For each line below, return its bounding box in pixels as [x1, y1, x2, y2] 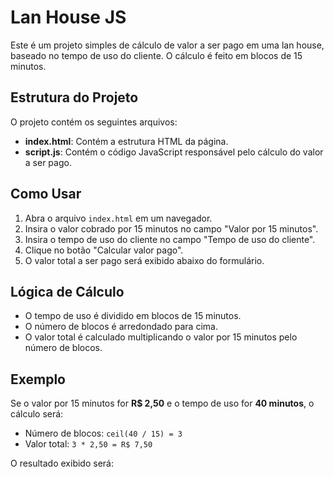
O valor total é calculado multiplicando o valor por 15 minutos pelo [24, 331, 298, 343]
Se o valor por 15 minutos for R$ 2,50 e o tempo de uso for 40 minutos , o [10, 397, 315, 410]
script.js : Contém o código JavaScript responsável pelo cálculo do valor [24, 146, 324, 158]
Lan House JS [10, 6, 127, 29]
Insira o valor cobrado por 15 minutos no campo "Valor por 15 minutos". [24, 222, 319, 235]
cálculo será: [10, 408, 64, 420]
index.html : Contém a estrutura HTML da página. [24, 135, 229, 147]
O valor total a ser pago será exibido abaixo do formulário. [24, 254, 265, 266]
